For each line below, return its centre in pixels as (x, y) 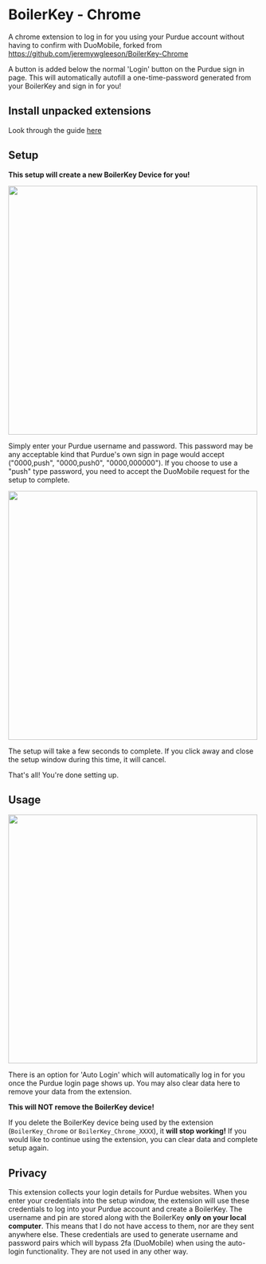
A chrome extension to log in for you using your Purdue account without (126, 37)
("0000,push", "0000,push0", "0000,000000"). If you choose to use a (123, 463)
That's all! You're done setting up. (64, 775)
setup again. (29, 1148)
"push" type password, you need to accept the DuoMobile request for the (129, 471)
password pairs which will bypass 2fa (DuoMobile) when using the (117, 1243)
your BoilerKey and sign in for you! (65, 86)
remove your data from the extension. (70, 1092)
